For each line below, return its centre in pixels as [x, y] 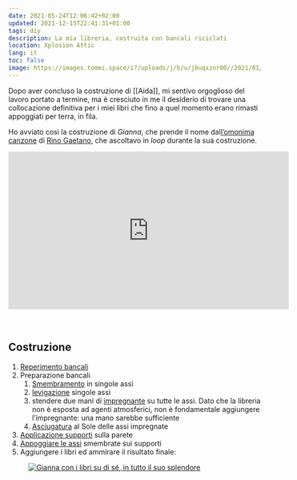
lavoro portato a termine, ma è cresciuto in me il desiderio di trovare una [127, 99]
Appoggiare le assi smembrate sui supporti [91, 443]
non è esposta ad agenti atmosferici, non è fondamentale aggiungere [146, 409]
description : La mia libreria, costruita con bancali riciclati [118, 38]
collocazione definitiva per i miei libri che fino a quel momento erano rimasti [133, 107]
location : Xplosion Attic [51, 46]
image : [19, 68]
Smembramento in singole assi [82, 383]
